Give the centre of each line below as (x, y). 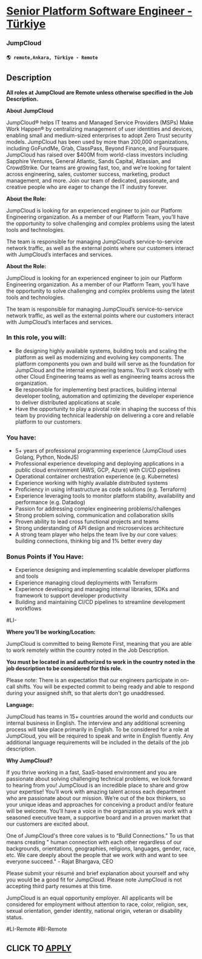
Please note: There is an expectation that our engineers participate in (93, 680)
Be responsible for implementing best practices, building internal (96, 389)
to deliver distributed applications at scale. (68, 402)
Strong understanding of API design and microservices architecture (99, 528)
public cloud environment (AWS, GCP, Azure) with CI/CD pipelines (98, 470)
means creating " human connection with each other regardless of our (94, 842)
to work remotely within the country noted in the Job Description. (88, 650)
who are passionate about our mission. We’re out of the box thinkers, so (96, 798)
